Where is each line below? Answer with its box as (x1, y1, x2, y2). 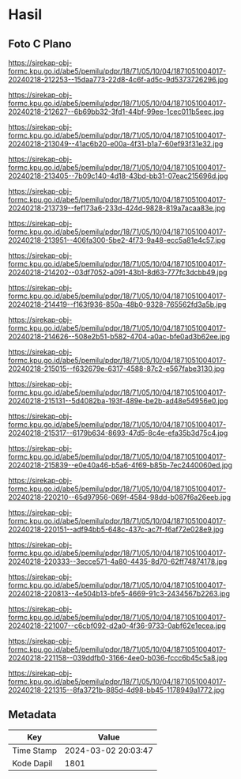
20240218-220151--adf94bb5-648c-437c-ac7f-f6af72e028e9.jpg (8, 524, 224, 534)
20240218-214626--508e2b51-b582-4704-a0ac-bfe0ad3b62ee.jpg (8, 332, 231, 341)
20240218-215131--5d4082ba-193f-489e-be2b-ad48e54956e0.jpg (8, 396, 228, 405)
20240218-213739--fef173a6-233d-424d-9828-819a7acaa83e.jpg (8, 203, 226, 213)
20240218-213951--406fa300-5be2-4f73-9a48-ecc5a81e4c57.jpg (8, 236, 226, 244)
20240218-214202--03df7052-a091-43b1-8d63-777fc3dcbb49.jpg (8, 267, 228, 277)
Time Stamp (12, 745, 58, 756)
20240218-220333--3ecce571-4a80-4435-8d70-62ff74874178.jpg (8, 557, 228, 566)
